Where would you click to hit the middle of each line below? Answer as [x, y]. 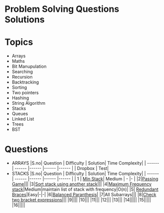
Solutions [25, 20]
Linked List [23, 119]
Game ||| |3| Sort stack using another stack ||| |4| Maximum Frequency [82, 184]
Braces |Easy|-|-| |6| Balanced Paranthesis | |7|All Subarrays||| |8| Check [84, 195]
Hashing [20, 98]
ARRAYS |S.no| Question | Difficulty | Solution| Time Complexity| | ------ [85, 163]
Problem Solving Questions [62, 9]
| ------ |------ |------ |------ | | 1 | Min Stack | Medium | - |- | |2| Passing [85, 179]
